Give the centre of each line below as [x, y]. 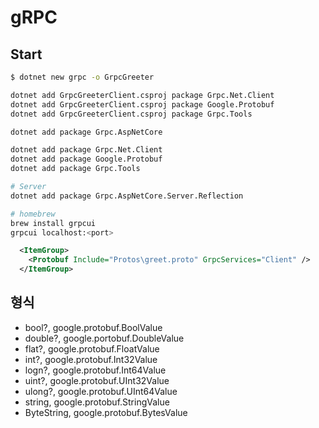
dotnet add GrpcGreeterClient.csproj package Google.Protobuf [142, 104]
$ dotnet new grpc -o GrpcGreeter [82, 77]
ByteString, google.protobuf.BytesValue [106, 412]
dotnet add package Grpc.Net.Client [86, 150]
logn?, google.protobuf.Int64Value [95, 370]
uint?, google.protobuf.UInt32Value [97, 380]
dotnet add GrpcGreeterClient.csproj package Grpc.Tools [131, 114]
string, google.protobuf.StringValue [97, 402]
